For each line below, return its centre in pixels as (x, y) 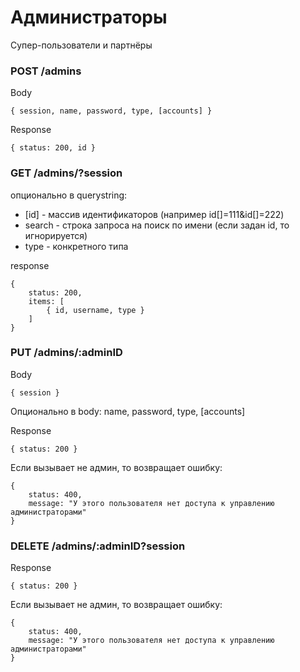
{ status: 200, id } (53, 148)
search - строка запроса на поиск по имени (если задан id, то (157, 225)
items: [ (46, 301)
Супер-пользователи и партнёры (81, 45)
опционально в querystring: (69, 195)
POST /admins (46, 71)
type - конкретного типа (76, 246)
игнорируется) (56, 235)
